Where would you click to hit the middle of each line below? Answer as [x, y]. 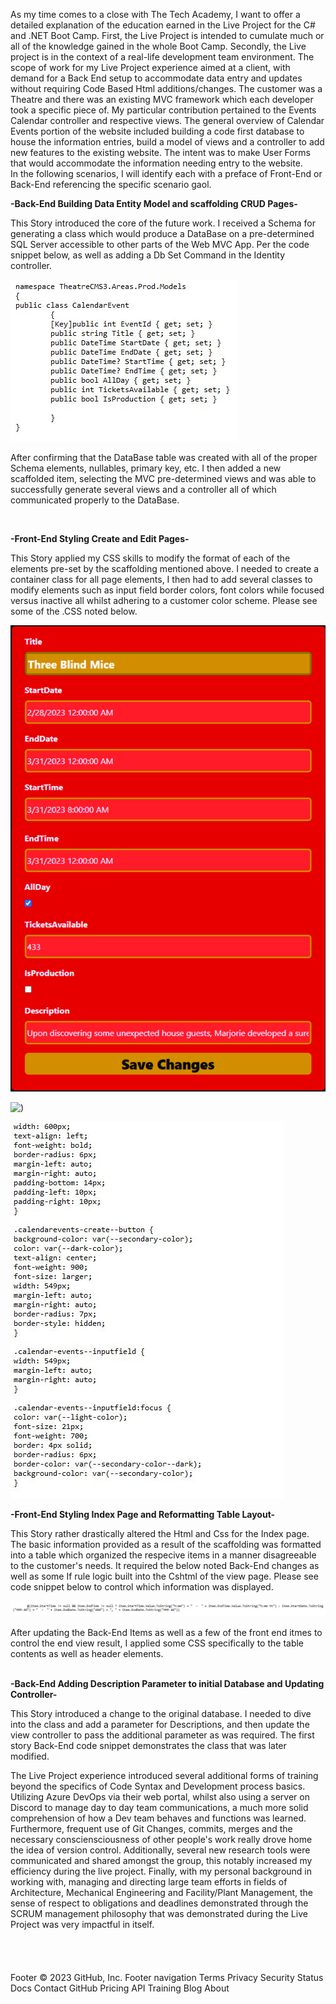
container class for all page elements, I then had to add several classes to [161, 579]
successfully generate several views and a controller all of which [143, 489]
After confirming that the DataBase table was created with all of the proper [164, 457]
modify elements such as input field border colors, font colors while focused [167, 590]
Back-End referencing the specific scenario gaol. [111, 184]
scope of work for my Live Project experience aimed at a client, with [150, 67]
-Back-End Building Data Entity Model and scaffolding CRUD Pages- [154, 203]
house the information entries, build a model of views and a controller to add [167, 142]
